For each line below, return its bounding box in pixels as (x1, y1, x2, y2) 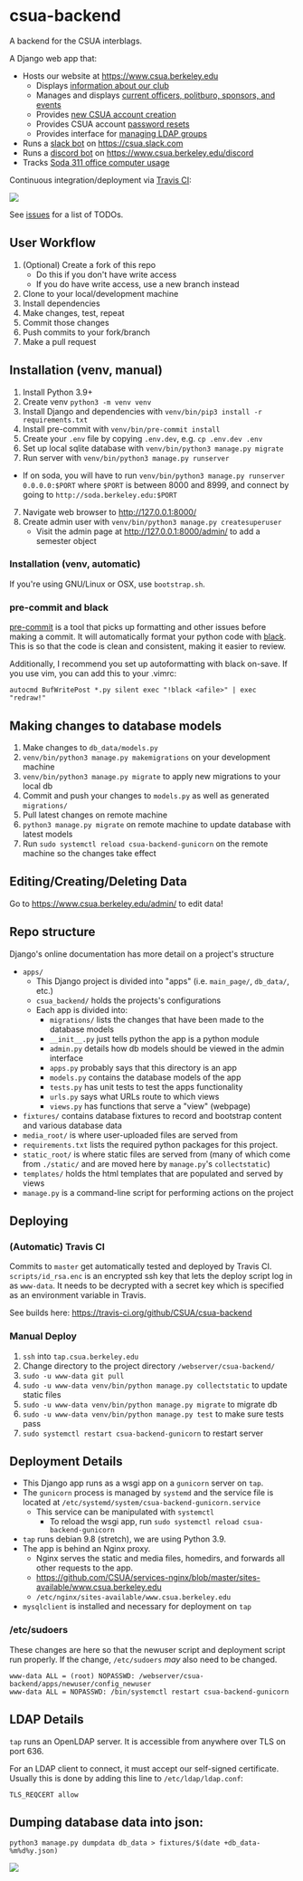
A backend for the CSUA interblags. (9, 35, 143, 46)
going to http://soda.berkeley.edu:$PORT (22, 489, 178, 500)
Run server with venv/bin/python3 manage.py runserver (22, 452, 230, 463)
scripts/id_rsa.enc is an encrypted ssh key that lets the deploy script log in (9, 1271, 293, 1282)
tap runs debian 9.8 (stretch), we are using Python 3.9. (22, 1533, 227, 1544)
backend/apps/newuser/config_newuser (9, 1679, 152, 1688)
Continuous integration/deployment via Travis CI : (9, 174, 192, 186)
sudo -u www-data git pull (22, 1371, 125, 1380)
